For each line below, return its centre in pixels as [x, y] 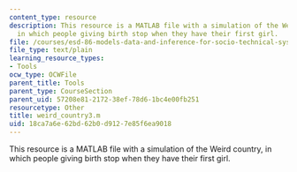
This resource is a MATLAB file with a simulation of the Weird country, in [141, 149]
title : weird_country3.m [55, 116]
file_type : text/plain [51, 50]
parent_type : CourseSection [61, 91]
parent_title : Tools [47, 83]
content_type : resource [53, 17]
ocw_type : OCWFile [43, 75]
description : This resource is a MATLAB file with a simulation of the [144, 26]
